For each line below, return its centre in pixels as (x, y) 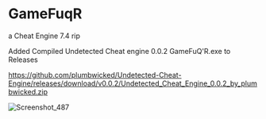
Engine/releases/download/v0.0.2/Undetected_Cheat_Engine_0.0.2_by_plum (133, 83)
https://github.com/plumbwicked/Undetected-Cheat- (95, 75)
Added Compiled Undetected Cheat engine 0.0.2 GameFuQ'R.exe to (120, 51)
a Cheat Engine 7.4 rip (44, 36)
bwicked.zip (28, 91)
